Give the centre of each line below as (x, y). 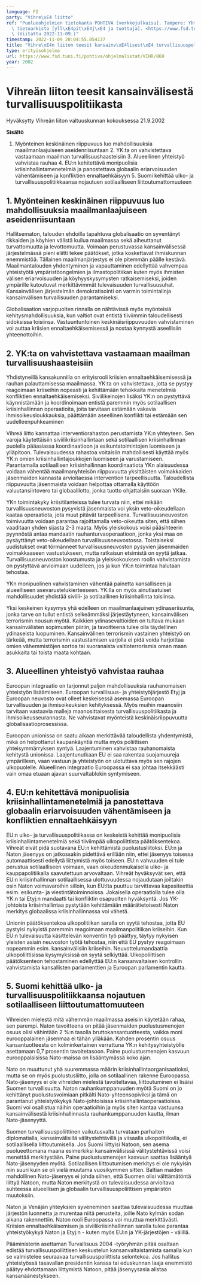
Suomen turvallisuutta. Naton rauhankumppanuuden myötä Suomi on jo (94, 1088)
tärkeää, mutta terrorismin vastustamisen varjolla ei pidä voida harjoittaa (95, 640)
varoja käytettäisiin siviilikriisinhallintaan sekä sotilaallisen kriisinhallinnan (96, 440)
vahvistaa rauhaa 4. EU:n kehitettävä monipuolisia (76, 163)
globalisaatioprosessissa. (37, 724)
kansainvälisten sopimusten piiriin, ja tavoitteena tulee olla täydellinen (92, 627)
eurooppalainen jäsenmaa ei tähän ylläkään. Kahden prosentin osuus (91, 1038)
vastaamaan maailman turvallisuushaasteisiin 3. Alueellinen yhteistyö (100, 157)
